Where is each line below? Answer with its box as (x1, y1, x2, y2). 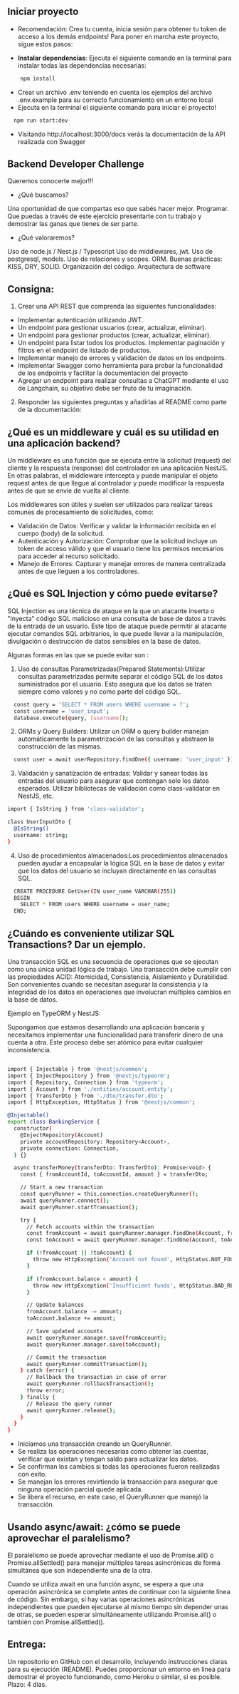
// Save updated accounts (26, 1328, 103, 1335)
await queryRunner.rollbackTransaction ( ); (26, 1380, 154, 1387)
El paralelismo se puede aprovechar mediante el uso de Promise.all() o (7, 1551, 214, 1559)
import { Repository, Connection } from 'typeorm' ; (7, 1079, 164, 1086)
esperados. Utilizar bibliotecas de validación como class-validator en (17, 784, 221, 793)
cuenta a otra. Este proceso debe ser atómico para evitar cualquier (7, 1038, 203, 1047)
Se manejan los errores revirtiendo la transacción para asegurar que (17, 1477, 218, 1486)
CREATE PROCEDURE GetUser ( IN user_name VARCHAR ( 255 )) (14, 888, 176, 895)
